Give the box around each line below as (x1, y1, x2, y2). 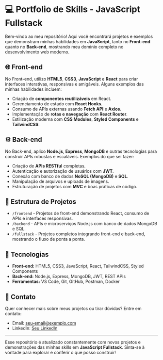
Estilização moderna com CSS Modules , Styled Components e (12, 116, 139, 122)
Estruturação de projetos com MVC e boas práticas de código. (12, 183, 137, 189)
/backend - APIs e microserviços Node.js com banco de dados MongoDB (12, 221, 158, 227)
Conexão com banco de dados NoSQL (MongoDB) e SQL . (12, 173, 129, 179)
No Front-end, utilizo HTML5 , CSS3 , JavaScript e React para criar (5, 76, 138, 82)
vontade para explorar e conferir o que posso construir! (5, 350, 116, 355)
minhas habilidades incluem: (5, 86, 62, 92)
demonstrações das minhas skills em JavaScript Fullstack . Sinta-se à (5, 344, 145, 350)
